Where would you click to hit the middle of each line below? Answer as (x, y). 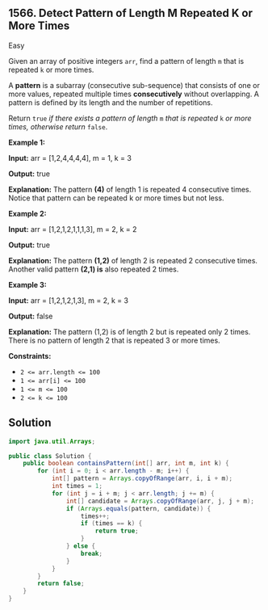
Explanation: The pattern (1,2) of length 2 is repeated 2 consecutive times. (133, 260)
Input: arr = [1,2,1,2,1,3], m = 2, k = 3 (69, 300)
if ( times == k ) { (111, 524)
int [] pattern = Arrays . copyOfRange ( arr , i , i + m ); (142, 479)
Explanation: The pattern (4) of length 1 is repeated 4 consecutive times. (130, 189)
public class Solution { (50, 456)
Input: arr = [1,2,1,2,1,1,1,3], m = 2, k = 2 (73, 229)
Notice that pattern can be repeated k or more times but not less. (116, 198)
